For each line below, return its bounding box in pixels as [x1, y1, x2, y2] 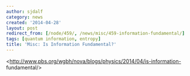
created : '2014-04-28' [6, 19, 62, 25]
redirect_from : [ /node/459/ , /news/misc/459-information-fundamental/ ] [6, 31, 185, 37]
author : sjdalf [6, 8, 43, 15]
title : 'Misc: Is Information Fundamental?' [6, 42, 117, 48]
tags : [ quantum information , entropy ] [6, 36, 101, 42]
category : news [6, 14, 43, 20]
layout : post [6, 25, 38, 31]
